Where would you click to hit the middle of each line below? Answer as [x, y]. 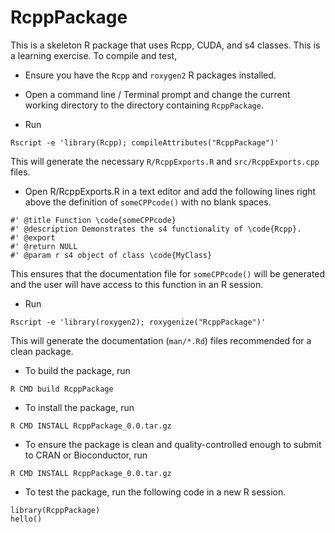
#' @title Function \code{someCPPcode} [93, 220]
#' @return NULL [44, 246]
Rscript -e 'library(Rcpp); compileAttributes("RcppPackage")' [145, 142]
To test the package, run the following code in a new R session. [155, 492]
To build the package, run [77, 370]
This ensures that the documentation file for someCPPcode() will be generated [168, 273]
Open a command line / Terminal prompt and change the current [157, 94]
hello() [26, 519]
